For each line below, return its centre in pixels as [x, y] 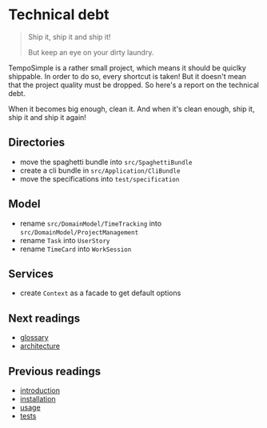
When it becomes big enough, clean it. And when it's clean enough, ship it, [132, 109]
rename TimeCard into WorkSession [76, 249]
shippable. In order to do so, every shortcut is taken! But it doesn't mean [127, 76]
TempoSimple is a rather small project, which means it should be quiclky [127, 68]
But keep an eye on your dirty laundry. [91, 52]
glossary [34, 338]
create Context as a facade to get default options [100, 293]
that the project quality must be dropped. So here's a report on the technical [134, 85]
